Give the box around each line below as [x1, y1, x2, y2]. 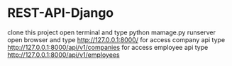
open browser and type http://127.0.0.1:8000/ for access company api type [7, 35, 226, 44]
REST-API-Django [7, 5, 114, 21]
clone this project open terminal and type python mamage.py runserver [7, 28, 216, 37]
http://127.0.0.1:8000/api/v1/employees [7, 51, 120, 59]
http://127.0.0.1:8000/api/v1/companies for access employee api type [7, 43, 209, 51]
